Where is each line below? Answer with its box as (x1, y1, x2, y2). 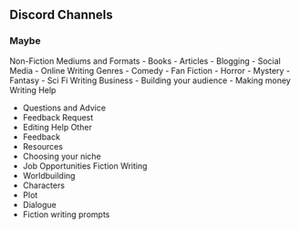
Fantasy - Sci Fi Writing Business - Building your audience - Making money (9, 75, 292, 86)
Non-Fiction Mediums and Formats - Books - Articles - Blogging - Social (9, 55, 281, 67)
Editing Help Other (22, 121, 93, 132)
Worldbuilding (22, 170, 76, 181)
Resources (22, 141, 64, 151)
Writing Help (9, 84, 57, 95)
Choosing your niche (22, 151, 102, 161)
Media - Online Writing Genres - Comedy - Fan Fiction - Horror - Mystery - (9, 65, 290, 76)
